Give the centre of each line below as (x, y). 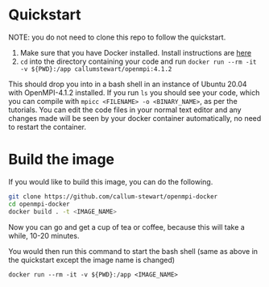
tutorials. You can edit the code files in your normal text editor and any (125, 110)
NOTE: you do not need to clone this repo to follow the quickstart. (117, 37)
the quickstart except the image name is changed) (92, 260)
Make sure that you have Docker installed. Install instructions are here (136, 52)
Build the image (62, 160)
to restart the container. (48, 127)
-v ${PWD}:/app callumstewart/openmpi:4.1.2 (96, 69)
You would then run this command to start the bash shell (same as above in (133, 251)
